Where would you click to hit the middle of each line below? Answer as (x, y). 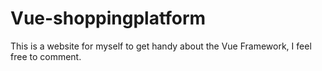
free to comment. (46, 56)
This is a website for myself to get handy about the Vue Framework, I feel (161, 46)
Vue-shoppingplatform (108, 18)
